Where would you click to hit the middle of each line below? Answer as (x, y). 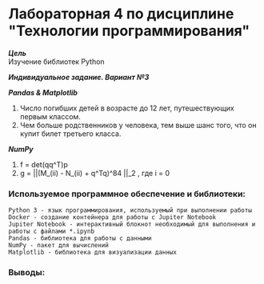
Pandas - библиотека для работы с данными (80, 238)
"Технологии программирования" (129, 31)
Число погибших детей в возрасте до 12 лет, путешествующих (127, 108)
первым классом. (50, 116)
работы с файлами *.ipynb (51, 232)
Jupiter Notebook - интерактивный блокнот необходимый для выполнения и (132, 225)
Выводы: (27, 273)
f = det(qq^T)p (44, 164)
